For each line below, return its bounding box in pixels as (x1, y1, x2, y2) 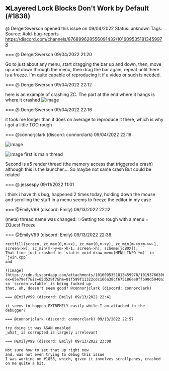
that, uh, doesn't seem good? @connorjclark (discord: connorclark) (5, 286, 152, 291)
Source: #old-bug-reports (5, 30, 59, 37)
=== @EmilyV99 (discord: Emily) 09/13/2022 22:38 (5, 231, 112, 238)
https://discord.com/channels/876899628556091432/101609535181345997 (5, 36, 162, 42)
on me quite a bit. (5, 361, 46, 366)
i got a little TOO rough (5, 121, 52, 128)
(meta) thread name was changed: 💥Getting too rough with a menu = (5, 216, 149, 222)
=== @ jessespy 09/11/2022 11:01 (5, 181, 74, 188)
